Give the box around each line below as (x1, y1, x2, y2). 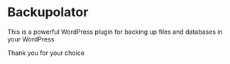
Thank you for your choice (7, 49, 85, 57)
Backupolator (7, 4, 89, 20)
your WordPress (7, 34, 55, 43)
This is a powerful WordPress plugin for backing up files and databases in (7, 27, 224, 36)
